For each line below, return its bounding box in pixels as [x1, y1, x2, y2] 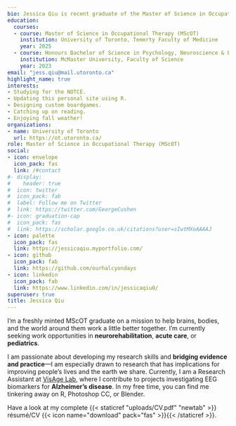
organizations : [7, 121, 52, 128]
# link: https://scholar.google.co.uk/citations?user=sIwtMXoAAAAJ [7, 225, 212, 232]
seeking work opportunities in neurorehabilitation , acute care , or [7, 331, 197, 340]
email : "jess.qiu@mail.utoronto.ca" [7, 69, 114, 76]
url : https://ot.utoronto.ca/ [13, 134, 102, 141]
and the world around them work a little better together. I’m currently [7, 324, 206, 333]
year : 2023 [20, 62, 52, 69]
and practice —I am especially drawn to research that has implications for [7, 360, 220, 368]
